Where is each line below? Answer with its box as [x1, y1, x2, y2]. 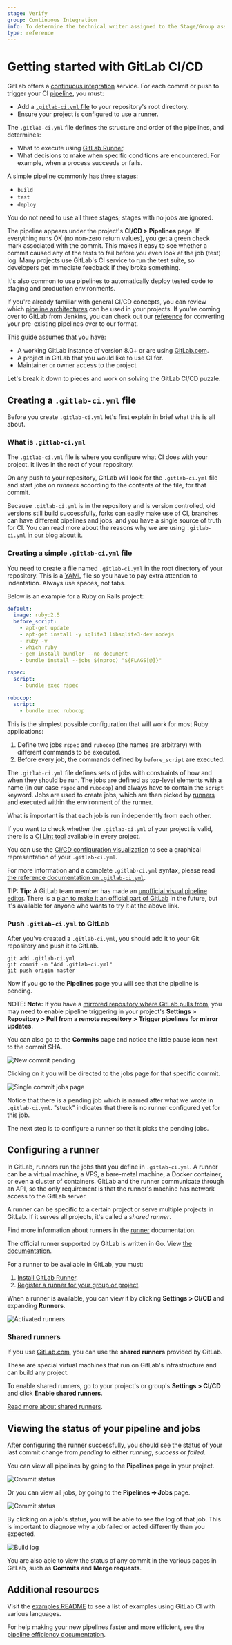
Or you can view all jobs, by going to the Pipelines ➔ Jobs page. [7, 1488, 191, 1497]
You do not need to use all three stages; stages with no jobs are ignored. [7, 213, 214, 222]
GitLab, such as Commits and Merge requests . [7, 1564, 142, 1572]
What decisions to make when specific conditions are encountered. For [17, 151, 220, 159]
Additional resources [7, 1584, 99, 1595]
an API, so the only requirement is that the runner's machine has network [7, 1185, 215, 1193]
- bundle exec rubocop [19, 707, 85, 714]
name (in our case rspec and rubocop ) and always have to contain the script [7, 783, 224, 791]
